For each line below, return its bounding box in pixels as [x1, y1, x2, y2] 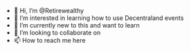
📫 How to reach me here [13, 37, 86, 44]
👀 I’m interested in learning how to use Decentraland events [13, 14, 184, 22]
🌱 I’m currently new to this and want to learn [13, 21, 140, 29]
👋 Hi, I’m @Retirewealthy [13, 7, 84, 14]
